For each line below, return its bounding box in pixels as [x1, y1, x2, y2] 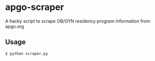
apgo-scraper [5, 1, 64, 13]
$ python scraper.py [5, 51, 49, 56]
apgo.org [5, 23, 24, 29]
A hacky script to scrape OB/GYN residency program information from [5, 18, 150, 24]
